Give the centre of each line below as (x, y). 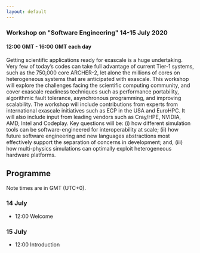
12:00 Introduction (37, 245)
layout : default (26, 12)
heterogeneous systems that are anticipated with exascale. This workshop (98, 79)
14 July (17, 203)
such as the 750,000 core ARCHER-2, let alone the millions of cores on (93, 73)
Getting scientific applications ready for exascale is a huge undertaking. (95, 60)
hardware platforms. (31, 155)
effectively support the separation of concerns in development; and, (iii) (95, 142)
